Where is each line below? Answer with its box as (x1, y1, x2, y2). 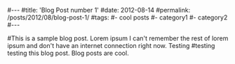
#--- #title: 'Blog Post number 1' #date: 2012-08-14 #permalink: (7, 6, 191, 14)
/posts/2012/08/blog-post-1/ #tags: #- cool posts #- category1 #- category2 (7, 13, 228, 22)
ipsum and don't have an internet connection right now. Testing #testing (7, 42, 215, 49)
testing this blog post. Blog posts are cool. (7, 49, 129, 57)
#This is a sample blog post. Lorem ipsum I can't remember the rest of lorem (7, 34, 229, 42)
